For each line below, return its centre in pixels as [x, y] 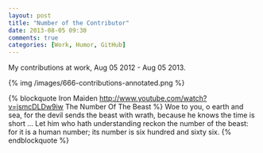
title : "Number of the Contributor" [69, 23]
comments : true [33, 38]
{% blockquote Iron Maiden [53, 98]
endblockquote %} [39, 140]
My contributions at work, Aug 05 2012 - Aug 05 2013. [97, 67]
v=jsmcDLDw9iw [36, 107]
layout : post [30, 15]
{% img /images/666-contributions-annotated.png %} [97, 83]
